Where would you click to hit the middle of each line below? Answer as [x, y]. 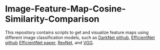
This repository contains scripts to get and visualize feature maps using [77, 32]
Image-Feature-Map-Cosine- [65, 9]
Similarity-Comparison [52, 19]
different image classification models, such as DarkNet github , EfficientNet [80, 37]
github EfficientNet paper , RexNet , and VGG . [50, 42]
